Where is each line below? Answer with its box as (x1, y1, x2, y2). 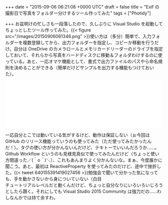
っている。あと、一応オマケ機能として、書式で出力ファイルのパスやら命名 (5, 59, 158, 64)
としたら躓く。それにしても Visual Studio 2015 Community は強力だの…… (5, 188, 157, 194)
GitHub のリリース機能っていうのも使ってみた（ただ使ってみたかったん (5, 138, 152, 144)
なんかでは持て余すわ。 (9, 194, 58, 200)
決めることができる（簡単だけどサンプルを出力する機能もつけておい (14, 65, 154, 71)
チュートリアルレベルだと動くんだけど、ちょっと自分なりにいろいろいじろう (5, 182, 163, 188)
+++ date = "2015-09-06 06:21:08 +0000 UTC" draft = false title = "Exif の (5, 4, 159, 10)
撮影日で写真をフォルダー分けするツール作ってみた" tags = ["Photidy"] (5, 10, 151, 16)
